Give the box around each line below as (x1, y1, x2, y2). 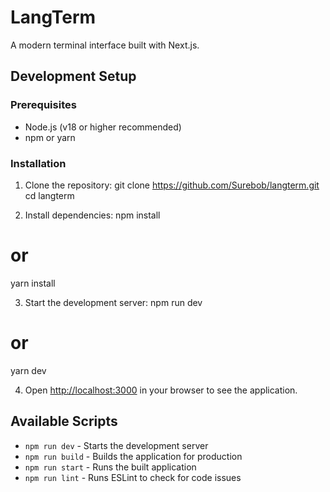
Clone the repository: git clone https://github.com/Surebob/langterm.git (24, 179, 320, 191)
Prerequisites (10, 98, 77, 112)
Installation (10, 156, 67, 170)
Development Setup (10, 68, 137, 85)
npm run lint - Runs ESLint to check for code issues (24, 471, 242, 483)
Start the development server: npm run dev (24, 296, 203, 308)
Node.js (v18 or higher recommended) (24, 121, 182, 133)
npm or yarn (24, 131, 76, 143)
